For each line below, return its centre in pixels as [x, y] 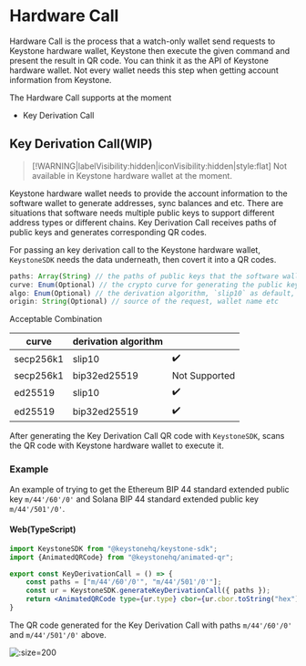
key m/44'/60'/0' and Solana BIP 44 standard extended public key [134, 499]
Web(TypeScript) [43, 529]
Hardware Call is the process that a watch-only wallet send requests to [143, 41]
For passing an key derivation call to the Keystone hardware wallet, [135, 250]
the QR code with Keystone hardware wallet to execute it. [117, 446]
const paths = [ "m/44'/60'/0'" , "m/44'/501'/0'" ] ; [124, 582]
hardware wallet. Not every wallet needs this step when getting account [144, 70]
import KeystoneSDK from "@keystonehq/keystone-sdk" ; [114, 548]
